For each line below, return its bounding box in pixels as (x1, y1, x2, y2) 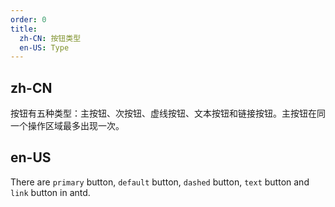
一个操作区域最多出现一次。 (10, 120, 125, 132)
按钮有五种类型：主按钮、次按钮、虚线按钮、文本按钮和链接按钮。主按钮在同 (10, 107, 326, 120)
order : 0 (10, 14, 47, 25)
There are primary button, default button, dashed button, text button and (10, 176, 310, 188)
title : (10, 24, 38, 34)
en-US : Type (19, 42, 70, 53)
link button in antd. (10, 186, 91, 198)
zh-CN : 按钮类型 (19, 33, 82, 43)
